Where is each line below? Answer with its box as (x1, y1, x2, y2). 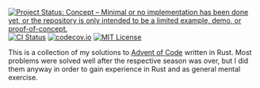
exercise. (8, 73, 38, 82)
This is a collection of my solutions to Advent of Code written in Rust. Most (8, 48, 252, 57)
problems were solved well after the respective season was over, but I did (8, 56, 249, 65)
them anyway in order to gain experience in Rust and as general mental (8, 64, 241, 74)
